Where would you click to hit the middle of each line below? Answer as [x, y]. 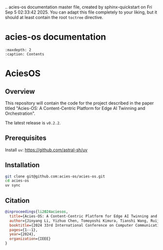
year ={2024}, [23, 234]
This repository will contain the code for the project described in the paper [80, 103]
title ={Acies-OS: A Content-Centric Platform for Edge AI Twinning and [83, 216]
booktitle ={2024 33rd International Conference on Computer [71, 225]
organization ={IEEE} [30, 239]
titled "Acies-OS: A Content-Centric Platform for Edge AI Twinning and [75, 108]
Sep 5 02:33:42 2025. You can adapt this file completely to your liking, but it [81, 12]
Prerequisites [26, 138]
